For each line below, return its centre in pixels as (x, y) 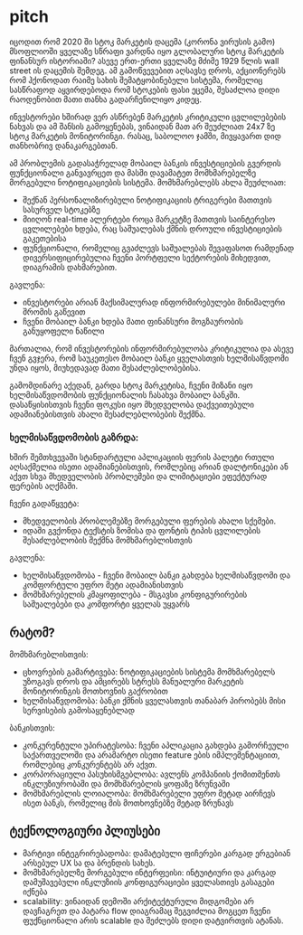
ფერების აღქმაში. (44, 486)
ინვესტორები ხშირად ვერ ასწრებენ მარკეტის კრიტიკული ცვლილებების (148, 117)
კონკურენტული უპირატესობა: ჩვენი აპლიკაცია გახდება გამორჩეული (156, 746)
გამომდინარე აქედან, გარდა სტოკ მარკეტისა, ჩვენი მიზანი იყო (131, 385)
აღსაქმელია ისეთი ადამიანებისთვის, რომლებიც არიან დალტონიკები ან (149, 467)
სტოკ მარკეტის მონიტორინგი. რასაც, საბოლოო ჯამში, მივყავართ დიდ (146, 136)
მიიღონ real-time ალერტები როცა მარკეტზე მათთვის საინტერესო (149, 219)
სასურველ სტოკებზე (62, 209)
